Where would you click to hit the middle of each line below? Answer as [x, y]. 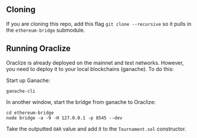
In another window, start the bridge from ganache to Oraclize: [81, 102]
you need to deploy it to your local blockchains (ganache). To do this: [90, 69]
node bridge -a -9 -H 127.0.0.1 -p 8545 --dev [64, 118]
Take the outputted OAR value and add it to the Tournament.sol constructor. [96, 129]
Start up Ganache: [28, 80]
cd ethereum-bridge [30, 113]
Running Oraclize [38, 48]
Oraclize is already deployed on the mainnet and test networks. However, [95, 63]
